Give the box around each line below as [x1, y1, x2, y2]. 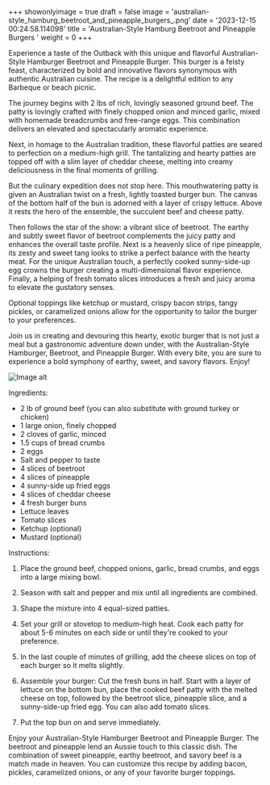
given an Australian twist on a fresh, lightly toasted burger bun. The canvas [8, 190, 258, 199]
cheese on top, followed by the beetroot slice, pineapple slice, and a [19, 694, 247, 703]
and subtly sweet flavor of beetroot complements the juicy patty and [8, 231, 236, 241]
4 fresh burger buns [19, 498, 87, 507]
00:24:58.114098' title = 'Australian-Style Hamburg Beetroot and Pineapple [8, 24, 256, 33]
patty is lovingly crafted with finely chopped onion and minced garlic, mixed [8, 107, 260, 116]
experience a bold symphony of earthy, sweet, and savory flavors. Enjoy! [8, 357, 251, 366]
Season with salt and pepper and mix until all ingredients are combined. [19, 588, 258, 597]
